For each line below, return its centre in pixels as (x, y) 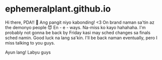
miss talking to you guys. (30, 43)
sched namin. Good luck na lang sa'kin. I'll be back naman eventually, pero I (81, 38)
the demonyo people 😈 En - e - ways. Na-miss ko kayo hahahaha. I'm (75, 27)
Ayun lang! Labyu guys (28, 52)
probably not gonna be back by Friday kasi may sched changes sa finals (78, 32)
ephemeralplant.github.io (58, 9)
